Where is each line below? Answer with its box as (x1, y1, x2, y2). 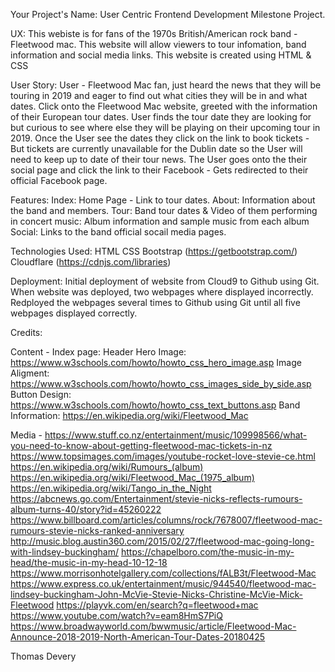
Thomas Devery (10, 650, 77, 662)
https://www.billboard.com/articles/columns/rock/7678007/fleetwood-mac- (10, 514, 323, 526)
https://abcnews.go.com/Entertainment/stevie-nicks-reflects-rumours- (10, 493, 303, 504)
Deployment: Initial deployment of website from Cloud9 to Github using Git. (10, 275, 320, 287)
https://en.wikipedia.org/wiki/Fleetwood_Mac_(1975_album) (10, 472, 255, 483)
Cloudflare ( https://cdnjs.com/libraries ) (10, 256, 172, 268)
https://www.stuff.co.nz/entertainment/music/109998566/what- (44, 429, 308, 441)
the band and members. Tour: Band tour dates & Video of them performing (10, 205, 318, 216)
